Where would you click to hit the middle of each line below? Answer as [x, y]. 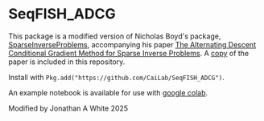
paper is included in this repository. [67, 62]
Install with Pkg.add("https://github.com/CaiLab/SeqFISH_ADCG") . [117, 77]
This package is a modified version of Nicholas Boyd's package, [115, 36]
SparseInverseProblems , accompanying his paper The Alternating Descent [132, 44]
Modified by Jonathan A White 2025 [68, 108]
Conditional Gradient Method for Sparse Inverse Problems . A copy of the [129, 53]
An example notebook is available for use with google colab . [108, 92]
